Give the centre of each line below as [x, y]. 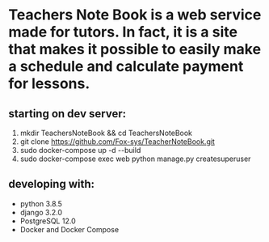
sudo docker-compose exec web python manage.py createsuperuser [135, 159]
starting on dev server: [67, 114]
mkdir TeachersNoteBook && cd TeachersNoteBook [106, 133]
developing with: [52, 184]
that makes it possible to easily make [134, 49]
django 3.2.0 [41, 212]
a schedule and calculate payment [126, 67]
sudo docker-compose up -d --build [80, 150]
